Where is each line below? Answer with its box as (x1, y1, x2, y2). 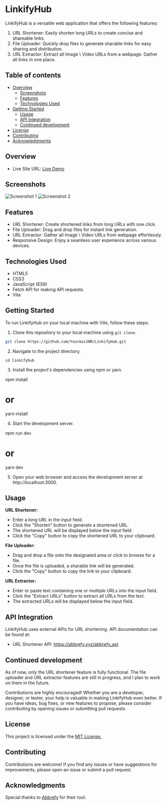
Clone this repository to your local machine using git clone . (12, 329, 136, 335)
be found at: (5, 631, 30, 638)
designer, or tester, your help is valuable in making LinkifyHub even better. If (5, 695, 162, 701)
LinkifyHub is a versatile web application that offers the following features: (5, 20, 158, 26)
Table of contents (5, 71, 61, 80)
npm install (5, 376, 28, 382)
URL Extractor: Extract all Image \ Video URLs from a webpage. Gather (12, 51, 158, 57)
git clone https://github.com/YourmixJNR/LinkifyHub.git (5, 339, 126, 344)
